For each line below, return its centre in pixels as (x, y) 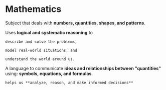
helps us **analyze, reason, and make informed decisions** (69, 83)
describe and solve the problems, (41, 42)
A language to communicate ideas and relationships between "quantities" (83, 68)
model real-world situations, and (41, 50)
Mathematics (33, 9)
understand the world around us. (40, 59)
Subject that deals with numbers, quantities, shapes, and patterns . (75, 23)
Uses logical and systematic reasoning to (49, 32)
